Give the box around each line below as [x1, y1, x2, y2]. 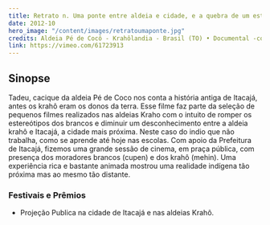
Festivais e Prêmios [8, 190, 86, 201]
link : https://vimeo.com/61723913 [8, 42, 125, 50]
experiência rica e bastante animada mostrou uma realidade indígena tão [8, 161, 250, 170]
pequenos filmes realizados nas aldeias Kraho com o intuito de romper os [8, 109, 252, 119]
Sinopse [8, 72, 51, 85]
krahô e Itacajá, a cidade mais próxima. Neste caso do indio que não [8, 126, 235, 137]
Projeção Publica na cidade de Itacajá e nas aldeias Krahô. [19, 208, 215, 218]
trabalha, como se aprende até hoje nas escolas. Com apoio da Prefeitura [8, 135, 252, 145]
